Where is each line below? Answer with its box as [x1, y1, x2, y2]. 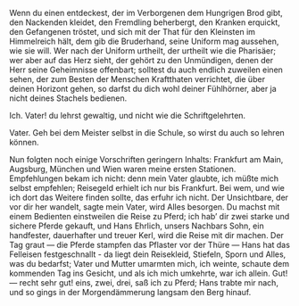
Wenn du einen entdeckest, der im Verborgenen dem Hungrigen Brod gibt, [9, 8, 283, 18]
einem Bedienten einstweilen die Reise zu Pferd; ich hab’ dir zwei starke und [9, 211, 290, 221]
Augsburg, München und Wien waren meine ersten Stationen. [9, 164, 237, 174]
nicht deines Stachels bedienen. [9, 93, 128, 103]
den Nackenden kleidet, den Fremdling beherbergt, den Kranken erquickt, [9, 17, 281, 28]
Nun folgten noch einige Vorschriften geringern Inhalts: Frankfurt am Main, [9, 154, 284, 164]
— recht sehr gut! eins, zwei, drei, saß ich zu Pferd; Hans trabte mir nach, [9, 277, 279, 288]
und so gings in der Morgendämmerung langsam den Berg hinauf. [9, 287, 252, 297]
